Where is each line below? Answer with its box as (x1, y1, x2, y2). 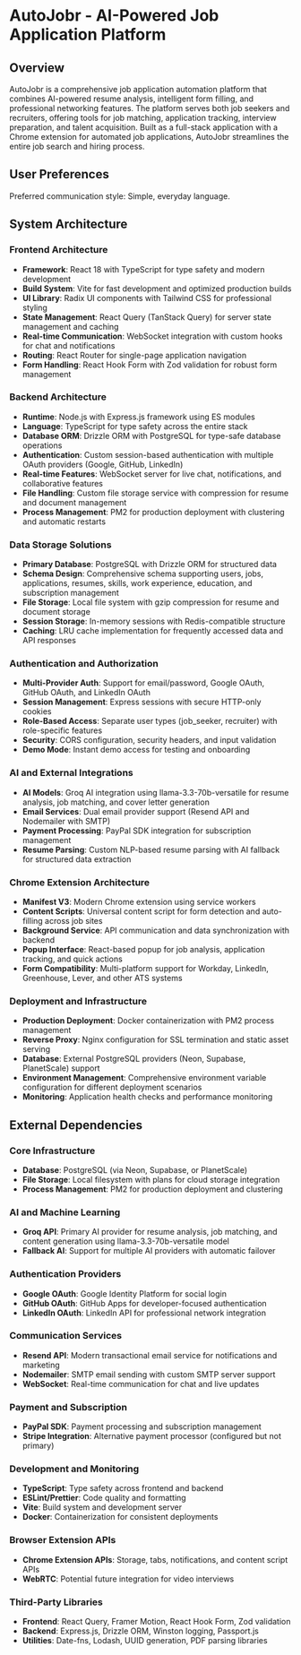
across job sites (44, 915, 103, 926)
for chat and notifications (21, 340, 116, 350)
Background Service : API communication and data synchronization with (21, 925, 289, 935)
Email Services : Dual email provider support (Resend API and (21, 806, 250, 816)
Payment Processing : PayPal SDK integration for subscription (21, 825, 252, 836)
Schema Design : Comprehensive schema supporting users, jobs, (21, 568, 264, 579)
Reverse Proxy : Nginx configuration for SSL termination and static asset (21, 1034, 289, 1045)
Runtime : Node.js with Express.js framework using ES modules (21, 411, 255, 422)
